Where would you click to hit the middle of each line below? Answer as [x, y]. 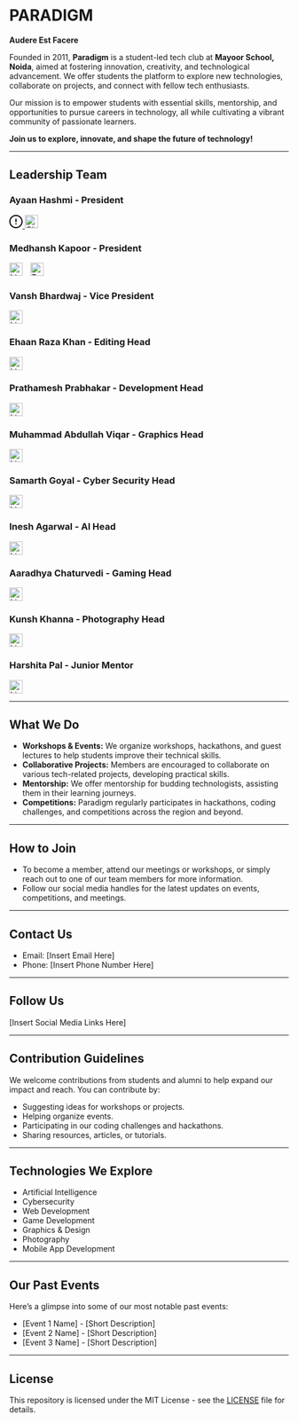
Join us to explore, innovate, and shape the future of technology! [131, 138]
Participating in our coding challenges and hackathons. [123, 1125]
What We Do [44, 724]
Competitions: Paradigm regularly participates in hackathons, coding [149, 803]
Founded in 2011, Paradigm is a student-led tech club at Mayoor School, [142, 57]
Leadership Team [59, 175]
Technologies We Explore [81, 1171]
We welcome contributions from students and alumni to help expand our [141, 1080]
